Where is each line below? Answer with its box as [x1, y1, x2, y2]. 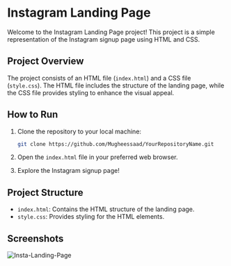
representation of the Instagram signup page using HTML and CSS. [7, 35, 200, 43]
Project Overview [7, 56, 84, 67]
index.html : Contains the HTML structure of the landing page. [17, 205, 195, 213]
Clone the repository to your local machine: [17, 127, 141, 135]
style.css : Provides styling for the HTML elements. [17, 213, 165, 221]
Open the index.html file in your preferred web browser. [17, 153, 179, 161]
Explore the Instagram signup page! [17, 167, 120, 175]
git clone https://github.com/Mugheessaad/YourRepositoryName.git [17, 140, 214, 147]
